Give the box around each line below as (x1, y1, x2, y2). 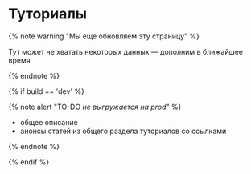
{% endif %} (8, 157, 50, 167)
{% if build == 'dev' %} (8, 86, 84, 96)
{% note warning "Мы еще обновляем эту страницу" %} (8, 31, 200, 41)
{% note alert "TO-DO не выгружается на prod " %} (8, 102, 182, 111)
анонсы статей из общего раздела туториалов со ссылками (19, 126, 227, 136)
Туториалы (8, 5, 87, 23)
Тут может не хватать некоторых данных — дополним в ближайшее (8, 47, 244, 56)
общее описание (19, 117, 78, 127)
